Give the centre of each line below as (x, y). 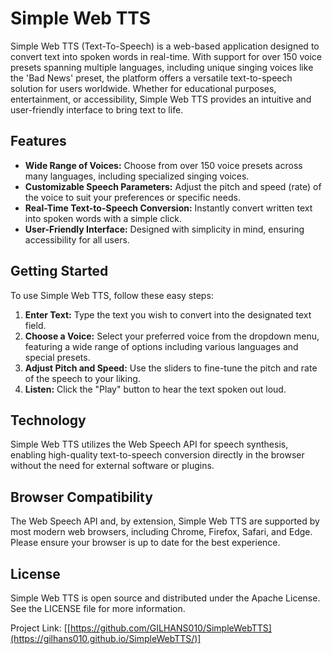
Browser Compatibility (81, 497)
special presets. (57, 357)
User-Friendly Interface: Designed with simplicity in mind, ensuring (164, 229)
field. (35, 325)
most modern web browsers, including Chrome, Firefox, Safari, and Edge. (161, 532)
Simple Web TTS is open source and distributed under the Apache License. (165, 598)
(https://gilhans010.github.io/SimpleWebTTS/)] (106, 638)
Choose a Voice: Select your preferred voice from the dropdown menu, (172, 336)
